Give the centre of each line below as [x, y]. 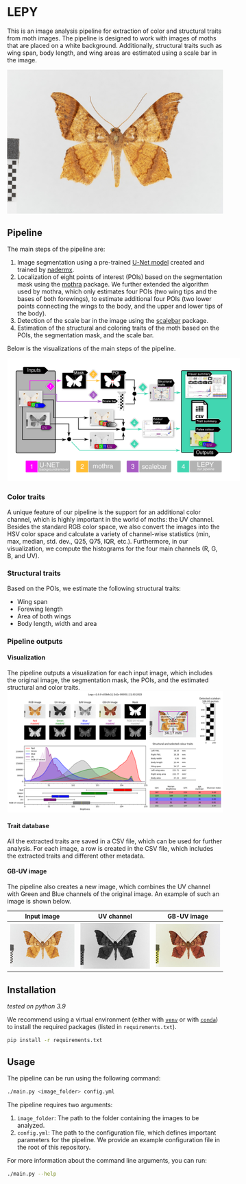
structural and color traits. [44, 687]
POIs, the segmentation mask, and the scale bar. [85, 335]
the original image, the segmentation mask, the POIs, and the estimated [108, 680]
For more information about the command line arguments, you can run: [107, 1161]
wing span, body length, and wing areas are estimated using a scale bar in [112, 53]
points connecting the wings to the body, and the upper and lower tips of [120, 306]
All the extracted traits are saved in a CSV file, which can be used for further [115, 841]
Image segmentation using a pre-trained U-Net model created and [111, 263]
